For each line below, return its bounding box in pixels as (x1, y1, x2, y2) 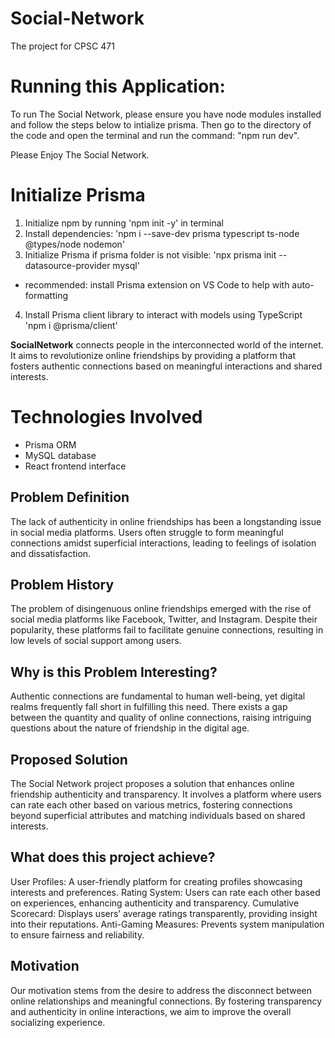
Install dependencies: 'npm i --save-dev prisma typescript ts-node (24, 227, 300, 239)
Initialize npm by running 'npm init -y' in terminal (24, 217, 225, 229)
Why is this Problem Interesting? (10, 663, 218, 681)
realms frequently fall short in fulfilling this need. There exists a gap (10, 701, 288, 713)
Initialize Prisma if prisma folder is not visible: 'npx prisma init (24, 248, 277, 261)
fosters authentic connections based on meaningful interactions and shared (10, 360, 323, 372)
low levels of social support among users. (10, 635, 182, 647)
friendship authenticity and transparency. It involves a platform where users (10, 788, 322, 800)
